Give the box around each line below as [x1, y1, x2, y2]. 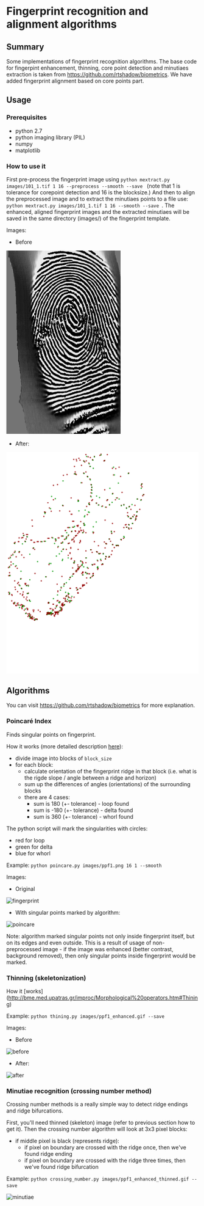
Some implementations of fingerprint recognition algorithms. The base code [6, 58, 197, 65]
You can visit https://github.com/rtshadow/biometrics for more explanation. [6, 701, 195, 709]
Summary [6, 42, 44, 52]
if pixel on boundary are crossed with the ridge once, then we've [24, 1144, 187, 1151]
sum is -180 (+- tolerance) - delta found [33, 806, 133, 814]
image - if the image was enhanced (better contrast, [42, 945, 174, 952]
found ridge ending [24, 1150, 73, 1158]
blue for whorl [15, 849, 51, 857]
